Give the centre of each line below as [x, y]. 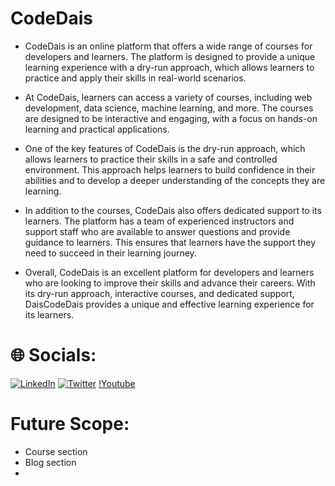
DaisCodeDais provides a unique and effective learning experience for [169, 304]
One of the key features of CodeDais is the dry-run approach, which [165, 148]
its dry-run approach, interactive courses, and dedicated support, [159, 293]
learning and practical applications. [97, 129]
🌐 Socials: [53, 355]
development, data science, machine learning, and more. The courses [169, 108]
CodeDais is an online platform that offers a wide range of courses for [168, 46]
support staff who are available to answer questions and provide [157, 231]
